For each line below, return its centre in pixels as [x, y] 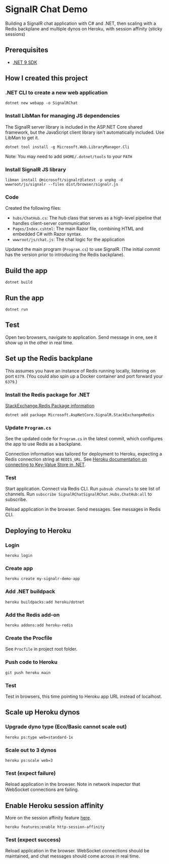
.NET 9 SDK [25, 62]
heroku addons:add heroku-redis [39, 625]
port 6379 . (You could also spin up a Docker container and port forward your [84, 376]
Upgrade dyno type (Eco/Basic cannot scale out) [66, 727]
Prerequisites [27, 50]
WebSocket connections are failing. [42, 790]
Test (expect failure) [31, 773]
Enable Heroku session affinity [54, 805]
